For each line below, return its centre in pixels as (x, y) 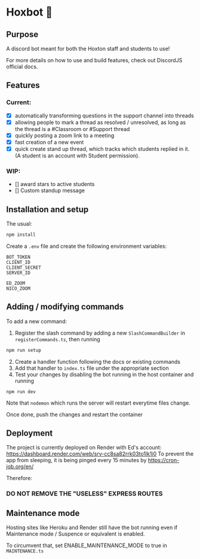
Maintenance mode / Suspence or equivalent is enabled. (76, 534)
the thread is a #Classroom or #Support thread (72, 129)
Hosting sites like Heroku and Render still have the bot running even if (92, 528)
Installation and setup (47, 209)
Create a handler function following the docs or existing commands (98, 361)
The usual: (19, 224)
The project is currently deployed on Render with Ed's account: (84, 448)
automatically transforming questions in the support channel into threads (104, 116)
